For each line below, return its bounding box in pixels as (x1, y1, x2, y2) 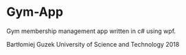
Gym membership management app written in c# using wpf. (6, 27, 176, 35)
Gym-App (6, 4, 63, 20)
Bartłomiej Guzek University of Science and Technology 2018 (6, 40, 180, 48)
